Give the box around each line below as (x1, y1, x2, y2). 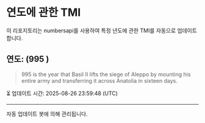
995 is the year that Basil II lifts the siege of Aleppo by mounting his (21, 71, 191, 78)
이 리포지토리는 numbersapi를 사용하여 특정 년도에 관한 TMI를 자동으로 (6, 27, 176, 34)
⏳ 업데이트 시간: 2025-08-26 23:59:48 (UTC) (6, 90, 118, 97)
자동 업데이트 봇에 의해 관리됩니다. (6, 110, 88, 118)
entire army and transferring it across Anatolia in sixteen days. (21, 77, 178, 84)
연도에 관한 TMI (6, 5, 81, 19)
